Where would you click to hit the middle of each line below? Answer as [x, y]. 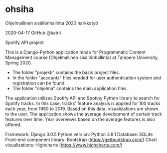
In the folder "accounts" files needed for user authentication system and [86, 77]
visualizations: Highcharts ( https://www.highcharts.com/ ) [64, 145]
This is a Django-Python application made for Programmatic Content [76, 52]
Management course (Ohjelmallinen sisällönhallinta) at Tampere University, [82, 57]
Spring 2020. [19, 62]
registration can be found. [39, 83]
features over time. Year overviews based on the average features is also [80, 119]
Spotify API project [24, 42]
